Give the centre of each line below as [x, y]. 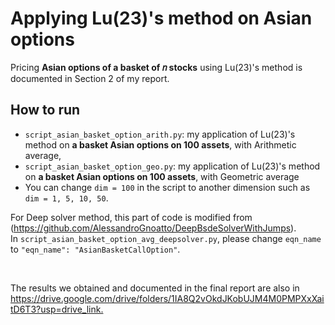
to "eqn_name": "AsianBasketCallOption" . [95, 249]
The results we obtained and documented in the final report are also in [155, 288]
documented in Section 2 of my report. [90, 78]
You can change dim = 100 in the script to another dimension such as [167, 187]
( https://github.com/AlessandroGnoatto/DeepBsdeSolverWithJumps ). [153, 228]
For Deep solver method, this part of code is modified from [131, 217]
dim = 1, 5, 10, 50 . [66, 198]
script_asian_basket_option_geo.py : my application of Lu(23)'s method [172, 166]
